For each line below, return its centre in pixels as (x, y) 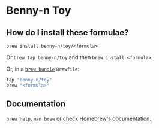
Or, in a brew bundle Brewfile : (43, 69)
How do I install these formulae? (67, 33)
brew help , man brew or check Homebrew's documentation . (79, 118)
